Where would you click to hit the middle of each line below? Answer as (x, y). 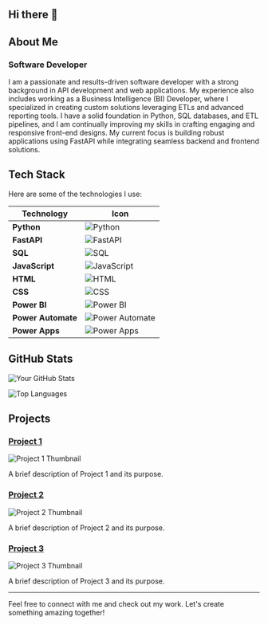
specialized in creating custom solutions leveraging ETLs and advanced (126, 108)
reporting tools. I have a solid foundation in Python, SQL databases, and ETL (134, 116)
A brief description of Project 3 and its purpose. (87, 581)
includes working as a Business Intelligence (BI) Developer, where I (118, 99)
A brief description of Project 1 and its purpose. (86, 474)
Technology (45, 214)
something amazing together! (57, 612)
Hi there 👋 (33, 15)
